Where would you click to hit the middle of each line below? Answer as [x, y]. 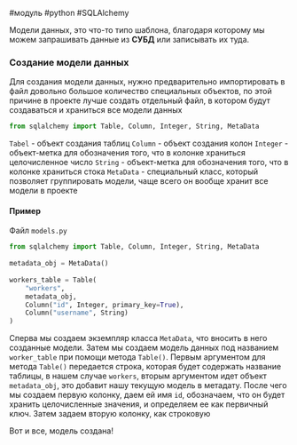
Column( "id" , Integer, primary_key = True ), [105, 305]
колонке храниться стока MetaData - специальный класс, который [134, 171]
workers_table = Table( [53, 280]
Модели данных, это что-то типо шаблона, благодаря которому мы [137, 30]
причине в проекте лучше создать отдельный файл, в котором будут [140, 100]
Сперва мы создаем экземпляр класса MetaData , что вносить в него [138, 338]
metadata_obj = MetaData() [59, 264]
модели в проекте [43, 191]
